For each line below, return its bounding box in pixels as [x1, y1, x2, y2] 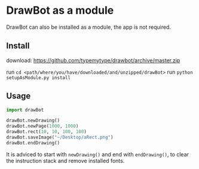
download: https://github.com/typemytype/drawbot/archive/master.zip [6, 56, 180, 64]
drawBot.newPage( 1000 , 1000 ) [6, 123, 79, 129]
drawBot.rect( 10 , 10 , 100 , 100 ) [6, 129, 87, 135]
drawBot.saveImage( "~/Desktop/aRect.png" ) [6, 134, 114, 141]
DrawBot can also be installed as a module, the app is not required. [6, 23, 172, 31]
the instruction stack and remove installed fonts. [6, 157, 125, 164]
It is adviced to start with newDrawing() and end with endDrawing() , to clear [6, 150, 189, 158]
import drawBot [6, 107, 44, 113]
